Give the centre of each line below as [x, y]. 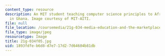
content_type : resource [29, 9]
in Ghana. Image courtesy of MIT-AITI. [50, 19]
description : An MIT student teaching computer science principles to [79, 14]
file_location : [21, 28]
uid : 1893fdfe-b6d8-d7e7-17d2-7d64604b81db [50, 46]
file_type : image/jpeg [28, 32]
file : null [16, 23]
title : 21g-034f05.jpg [28, 41]
